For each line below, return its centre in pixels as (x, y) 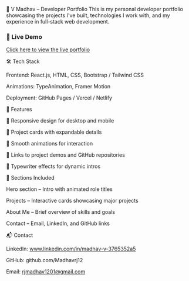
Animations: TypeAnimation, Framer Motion (58, 87)
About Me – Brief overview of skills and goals (61, 212)
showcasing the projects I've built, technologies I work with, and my (88, 15)
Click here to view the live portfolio (48, 49)
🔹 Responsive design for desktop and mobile (60, 121)
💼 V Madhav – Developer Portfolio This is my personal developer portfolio (95, 9)
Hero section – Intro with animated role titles (59, 189)
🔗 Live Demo (24, 37)
